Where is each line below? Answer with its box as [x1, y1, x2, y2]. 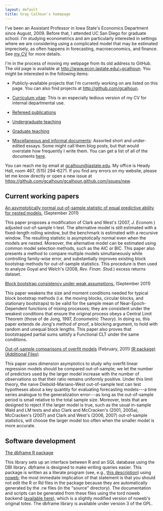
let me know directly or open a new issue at [5, 173, 92, 179]
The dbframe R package [5, 450, 54, 456]
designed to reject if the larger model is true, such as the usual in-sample [5, 402, 151, 408]
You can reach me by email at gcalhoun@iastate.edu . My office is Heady [5, 163, 150, 168]
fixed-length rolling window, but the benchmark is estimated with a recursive [5, 230, 158, 236]
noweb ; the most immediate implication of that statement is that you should [5, 475, 156, 481]
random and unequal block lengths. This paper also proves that [5, 327, 132, 332]
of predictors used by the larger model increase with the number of [5, 371, 140, 377]
